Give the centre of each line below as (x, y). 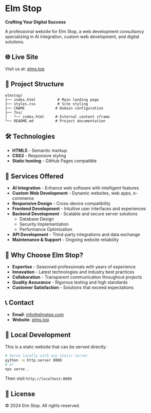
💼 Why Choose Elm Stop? (44, 255)
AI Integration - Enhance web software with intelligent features (75, 188)
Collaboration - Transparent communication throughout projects (77, 277)
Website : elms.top (31, 319)
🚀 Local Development (38, 335)
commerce (23, 198)
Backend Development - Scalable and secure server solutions (75, 214)
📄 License (20, 394)
